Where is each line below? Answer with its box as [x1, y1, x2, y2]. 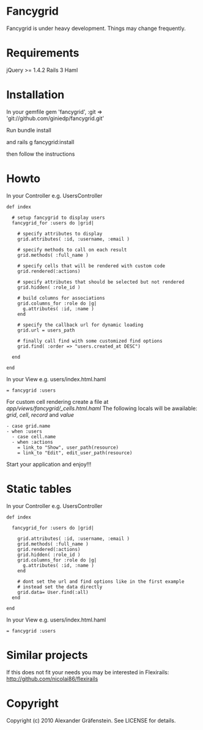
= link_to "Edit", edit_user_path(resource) [17, 449, 133, 456]
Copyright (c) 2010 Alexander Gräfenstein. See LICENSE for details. [6, 717, 176, 724]
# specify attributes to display [17, 230, 103, 237]
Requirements [6, 46, 79, 60]
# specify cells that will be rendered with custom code [17, 262, 166, 269]
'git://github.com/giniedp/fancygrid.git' [6, 115, 105, 122]
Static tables [6, 482, 72, 496]
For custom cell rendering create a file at [6, 398, 109, 405]
